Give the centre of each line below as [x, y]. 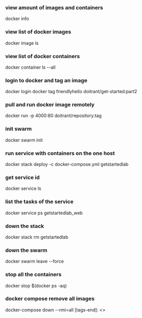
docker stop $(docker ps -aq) [36, 285]
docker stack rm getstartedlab [37, 237]
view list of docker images [38, 32]
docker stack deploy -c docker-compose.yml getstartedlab [67, 164]
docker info [17, 19]
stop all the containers [33, 275]
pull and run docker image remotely [50, 105]
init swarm [19, 129]
